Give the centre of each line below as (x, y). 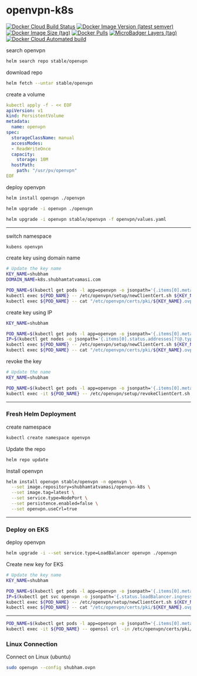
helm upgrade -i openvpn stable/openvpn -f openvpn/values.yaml (86, 219)
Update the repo (26, 449)
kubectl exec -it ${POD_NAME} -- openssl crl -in (68, 629)
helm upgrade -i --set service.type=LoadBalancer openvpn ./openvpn (91, 553)
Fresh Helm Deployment (41, 414)
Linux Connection (32, 644)
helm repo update (27, 460)
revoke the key (24, 361)
